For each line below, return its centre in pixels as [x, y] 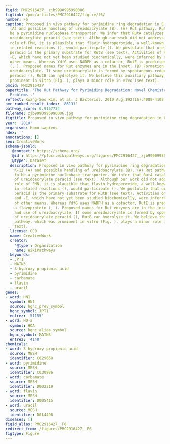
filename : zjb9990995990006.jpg [39, 114]
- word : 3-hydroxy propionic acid [42, 349]
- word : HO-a [19, 320]
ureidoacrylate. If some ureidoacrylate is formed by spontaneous [81, 71]
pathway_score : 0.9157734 [32, 109]
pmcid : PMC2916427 [25, 85]
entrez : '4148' [26, 340]
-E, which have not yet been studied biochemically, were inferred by [86, 57]
